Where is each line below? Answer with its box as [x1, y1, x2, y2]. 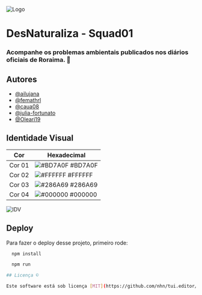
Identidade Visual [6, 133, 74, 144]
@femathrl [14, 96, 41, 103]
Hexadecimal [47, 151, 86, 159]
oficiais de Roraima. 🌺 [6, 56, 71, 64]
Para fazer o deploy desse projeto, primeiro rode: [6, 239, 128, 246]
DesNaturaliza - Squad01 [6, 27, 133, 40]
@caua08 [14, 103, 39, 110]
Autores [6, 74, 37, 84]
